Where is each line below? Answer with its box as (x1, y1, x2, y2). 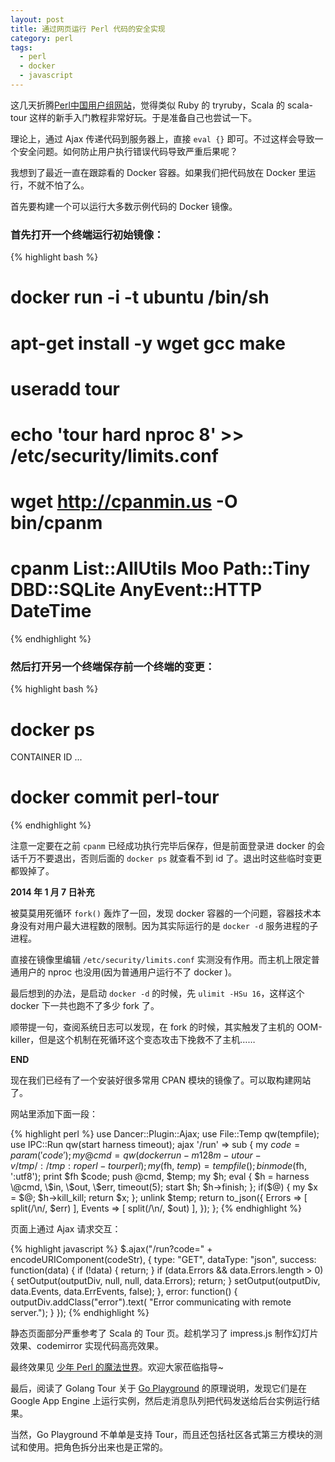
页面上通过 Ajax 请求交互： (10, 1223, 122, 1235)
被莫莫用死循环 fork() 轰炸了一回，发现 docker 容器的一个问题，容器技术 (10, 907, 313, 920)
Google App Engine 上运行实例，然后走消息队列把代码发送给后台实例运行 (10, 1395, 312, 1407)
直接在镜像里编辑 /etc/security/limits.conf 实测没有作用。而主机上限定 (10, 954, 312, 966)
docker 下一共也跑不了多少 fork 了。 (10, 1000, 160, 1012)
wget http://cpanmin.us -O (10, 491, 238, 513)
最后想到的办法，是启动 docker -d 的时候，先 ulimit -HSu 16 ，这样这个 (10, 987, 305, 1000)
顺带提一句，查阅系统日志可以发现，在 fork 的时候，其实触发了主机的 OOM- (10, 1021, 323, 1033)
